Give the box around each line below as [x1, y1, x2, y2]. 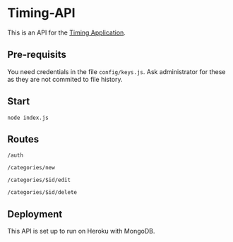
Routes [7, 133, 40, 145]
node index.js [7, 114, 49, 121]
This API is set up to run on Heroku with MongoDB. [7, 227, 155, 236]
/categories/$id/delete [7, 189, 78, 196]
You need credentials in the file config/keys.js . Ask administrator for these [7, 67, 226, 75]
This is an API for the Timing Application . [7, 28, 126, 37]
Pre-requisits [7, 49, 67, 61]
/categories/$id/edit [7, 176, 71, 184]
